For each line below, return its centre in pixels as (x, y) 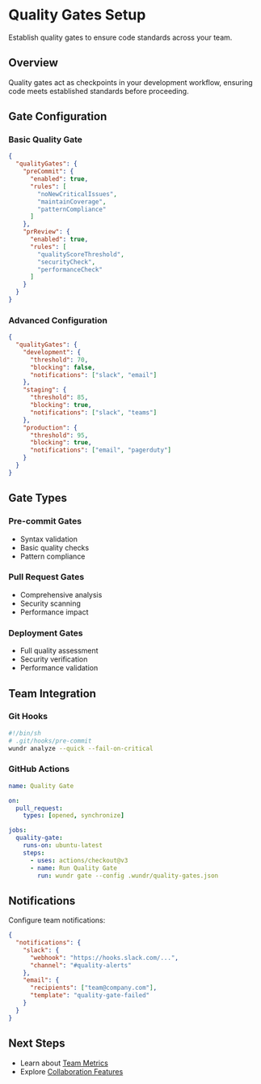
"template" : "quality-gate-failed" (90, 996)
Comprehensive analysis (61, 594)
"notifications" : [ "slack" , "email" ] (93, 375)
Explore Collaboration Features (72, 1071)
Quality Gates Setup (77, 15)
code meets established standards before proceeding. (99, 91)
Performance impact (54, 612)
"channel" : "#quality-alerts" (80, 965)
